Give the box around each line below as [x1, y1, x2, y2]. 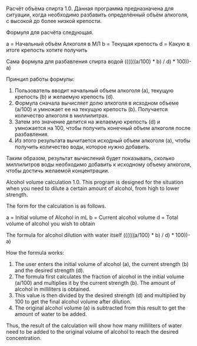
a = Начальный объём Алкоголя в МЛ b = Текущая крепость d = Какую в [6, 41, 190, 47]
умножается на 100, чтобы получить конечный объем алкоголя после [14, 125, 191, 131]
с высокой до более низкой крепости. [6, 18, 102, 24]
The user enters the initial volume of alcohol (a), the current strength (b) [14, 261, 189, 267]
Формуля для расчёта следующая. [6, 29, 94, 36]
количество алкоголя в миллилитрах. [14, 112, 109, 119]
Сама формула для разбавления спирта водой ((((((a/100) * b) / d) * [6, 58, 176, 65]
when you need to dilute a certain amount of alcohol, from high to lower [6, 185, 179, 192]
